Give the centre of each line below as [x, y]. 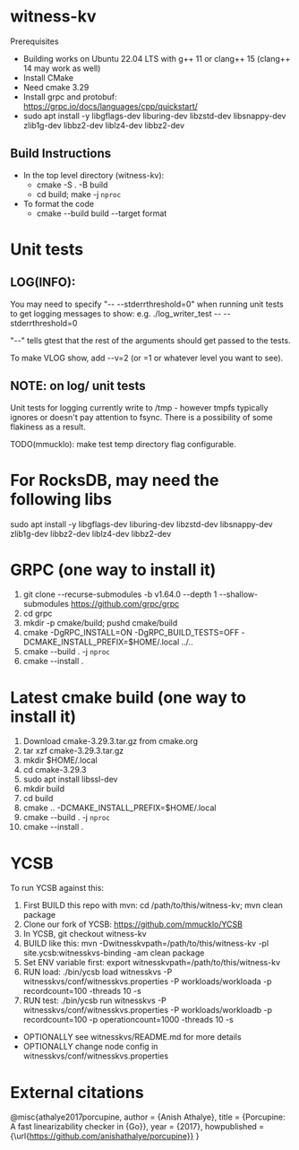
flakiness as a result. [48, 427]
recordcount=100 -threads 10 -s [82, 991]
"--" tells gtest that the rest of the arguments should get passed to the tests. [150, 340]
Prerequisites [34, 41]
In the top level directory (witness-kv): [94, 175]
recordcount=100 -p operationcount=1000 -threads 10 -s [128, 1020]
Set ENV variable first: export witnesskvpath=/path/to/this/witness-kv [152, 963]
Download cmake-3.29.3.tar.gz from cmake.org [110, 741]
